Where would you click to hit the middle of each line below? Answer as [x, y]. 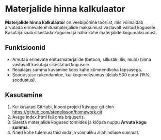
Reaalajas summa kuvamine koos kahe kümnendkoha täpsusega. [77, 70]
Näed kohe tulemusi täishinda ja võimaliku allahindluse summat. [76, 132]
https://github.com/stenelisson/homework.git [57, 112]
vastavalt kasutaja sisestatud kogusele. [51, 64]
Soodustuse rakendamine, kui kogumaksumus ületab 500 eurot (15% [81, 75]
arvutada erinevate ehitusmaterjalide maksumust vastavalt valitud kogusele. [81, 27]
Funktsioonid [25, 48]
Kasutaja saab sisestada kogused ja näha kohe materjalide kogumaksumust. [81, 32]
